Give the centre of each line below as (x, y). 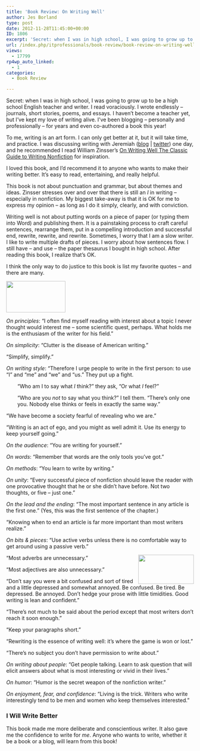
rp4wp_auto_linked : (30, 62)
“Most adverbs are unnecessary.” (47, 558)
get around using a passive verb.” (47, 547)
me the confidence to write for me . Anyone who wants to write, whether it (97, 735)
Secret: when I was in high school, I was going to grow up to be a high (92, 101)
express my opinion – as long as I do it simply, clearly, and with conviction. (97, 205)
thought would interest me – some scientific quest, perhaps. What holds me (99, 327)
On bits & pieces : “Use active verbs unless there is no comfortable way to (96, 540)
